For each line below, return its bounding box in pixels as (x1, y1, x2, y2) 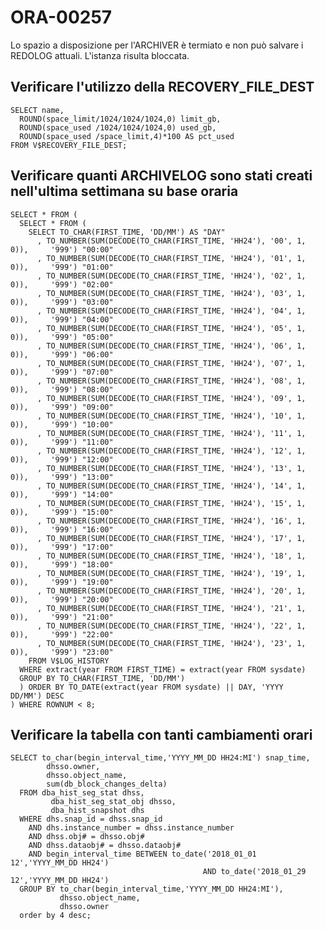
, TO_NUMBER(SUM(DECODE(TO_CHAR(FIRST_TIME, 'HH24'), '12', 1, (36, 446, 307, 456)
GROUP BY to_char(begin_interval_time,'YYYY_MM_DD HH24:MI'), (19, 884, 284, 895)
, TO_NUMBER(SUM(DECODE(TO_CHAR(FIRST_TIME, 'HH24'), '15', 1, (36, 498, 307, 508)
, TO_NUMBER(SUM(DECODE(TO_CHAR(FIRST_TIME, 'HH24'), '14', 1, (36, 481, 307, 491)
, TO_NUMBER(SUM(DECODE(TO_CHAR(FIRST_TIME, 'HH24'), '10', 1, (36, 411, 307, 421)
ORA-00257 (10, 6, 113, 29)
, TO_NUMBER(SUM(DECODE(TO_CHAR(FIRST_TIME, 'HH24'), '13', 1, (36, 463, 307, 473)
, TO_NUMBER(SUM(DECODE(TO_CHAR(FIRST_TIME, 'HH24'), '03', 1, (36, 288, 307, 298)
